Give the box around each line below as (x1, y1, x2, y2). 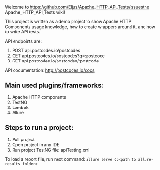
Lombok (12, 104, 29, 110)
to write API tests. (5, 29, 40, 34)
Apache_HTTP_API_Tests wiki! (5, 9, 65, 15)
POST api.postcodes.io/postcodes (12, 48, 81, 53)
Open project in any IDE (12, 141, 59, 147)
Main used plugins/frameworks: (5, 81, 104, 90)
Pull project (12, 137, 35, 142)
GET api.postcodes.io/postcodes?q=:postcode (12, 53, 105, 59)
